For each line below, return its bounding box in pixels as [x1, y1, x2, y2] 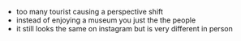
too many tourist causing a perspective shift [15, 7, 164, 16]
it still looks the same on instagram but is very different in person [15, 24, 233, 33]
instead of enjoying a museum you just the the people [15, 15, 196, 25]
